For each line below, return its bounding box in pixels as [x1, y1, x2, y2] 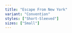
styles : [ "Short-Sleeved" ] [5, 16, 59, 21]
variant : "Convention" [5, 12, 50, 16]
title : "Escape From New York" [5, 7, 68, 12]
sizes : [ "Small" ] [5, 20, 40, 26]
